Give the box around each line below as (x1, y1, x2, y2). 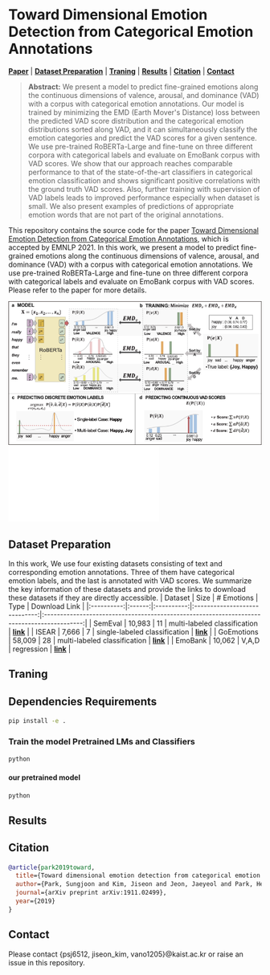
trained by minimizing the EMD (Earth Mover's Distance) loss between (27, 107, 260, 117)
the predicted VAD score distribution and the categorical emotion (27, 116, 243, 125)
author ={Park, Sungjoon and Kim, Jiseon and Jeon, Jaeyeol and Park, (15, 880, 253, 888)
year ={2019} (15, 897, 56, 905)
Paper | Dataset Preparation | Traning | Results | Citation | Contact (8, 66, 235, 75)
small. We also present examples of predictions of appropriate (27, 201, 235, 210)
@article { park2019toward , (8, 863, 95, 871)
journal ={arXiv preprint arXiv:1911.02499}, (15, 889, 167, 897)
